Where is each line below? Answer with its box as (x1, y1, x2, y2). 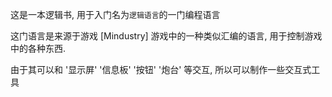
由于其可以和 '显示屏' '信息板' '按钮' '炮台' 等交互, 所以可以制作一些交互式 (10, 64, 312, 75)
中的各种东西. (10, 43, 67, 54)
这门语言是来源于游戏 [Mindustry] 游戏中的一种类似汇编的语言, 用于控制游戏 (10, 30, 323, 42)
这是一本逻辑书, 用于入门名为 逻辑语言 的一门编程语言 (10, 9, 221, 20)
